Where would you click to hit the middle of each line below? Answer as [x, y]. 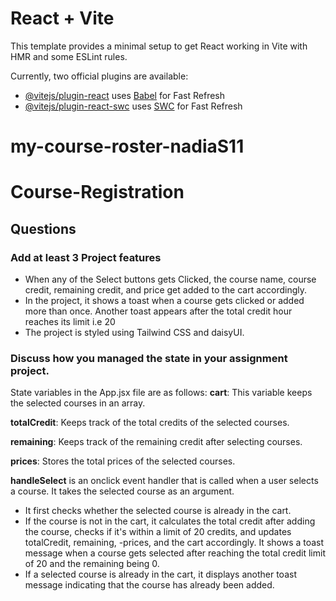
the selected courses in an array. [78, 403]
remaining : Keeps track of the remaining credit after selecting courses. [156, 442]
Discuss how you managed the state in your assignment [149, 358]
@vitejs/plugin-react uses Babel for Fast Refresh [125, 95]
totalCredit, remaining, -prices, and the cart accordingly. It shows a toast [174, 543]
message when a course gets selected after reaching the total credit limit [175, 553]
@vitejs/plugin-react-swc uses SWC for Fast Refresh [133, 106]
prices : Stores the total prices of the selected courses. [123, 461]
